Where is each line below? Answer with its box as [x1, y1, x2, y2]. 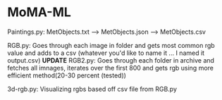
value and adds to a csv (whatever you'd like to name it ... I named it [7, 49, 205, 57]
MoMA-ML [7, 4, 72, 20]
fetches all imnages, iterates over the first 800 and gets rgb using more [7, 63, 214, 72]
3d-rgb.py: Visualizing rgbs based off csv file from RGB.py [7, 85, 178, 93]
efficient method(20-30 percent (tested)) [7, 71, 127, 80]
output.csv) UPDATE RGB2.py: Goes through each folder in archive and [7, 56, 215, 64]
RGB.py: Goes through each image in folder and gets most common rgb [7, 41, 215, 49]
